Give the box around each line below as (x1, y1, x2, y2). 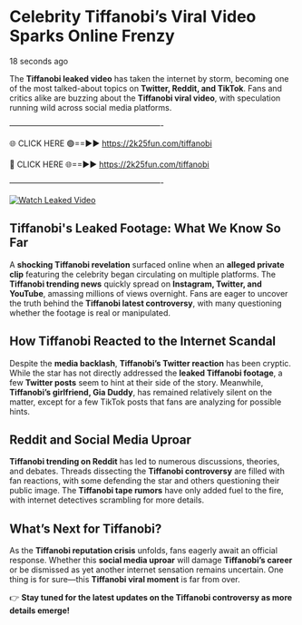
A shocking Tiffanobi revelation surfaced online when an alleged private (9, 259, 285, 269)
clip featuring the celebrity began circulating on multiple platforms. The (9, 269, 277, 279)
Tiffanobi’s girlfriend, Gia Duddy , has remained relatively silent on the (9, 386, 273, 397)
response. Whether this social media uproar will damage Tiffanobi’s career (9, 555, 293, 566)
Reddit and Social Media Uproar (9, 432, 192, 447)
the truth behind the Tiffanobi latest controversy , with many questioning (9, 298, 283, 308)
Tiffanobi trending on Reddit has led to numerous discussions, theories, (9, 456, 280, 467)
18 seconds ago (9, 55, 69, 66)
